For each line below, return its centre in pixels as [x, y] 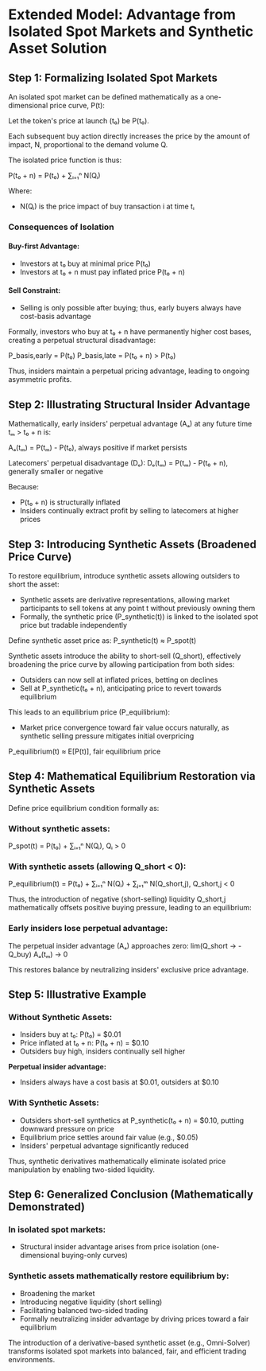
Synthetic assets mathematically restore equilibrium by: [119, 1276]
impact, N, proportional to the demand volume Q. [88, 144]
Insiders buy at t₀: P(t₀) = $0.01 [70, 1034]
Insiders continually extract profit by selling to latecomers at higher [129, 511]
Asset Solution [58, 49]
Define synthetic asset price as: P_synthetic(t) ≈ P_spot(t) [102, 640]
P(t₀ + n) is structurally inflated [70, 502]
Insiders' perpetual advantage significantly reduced [104, 1145]
